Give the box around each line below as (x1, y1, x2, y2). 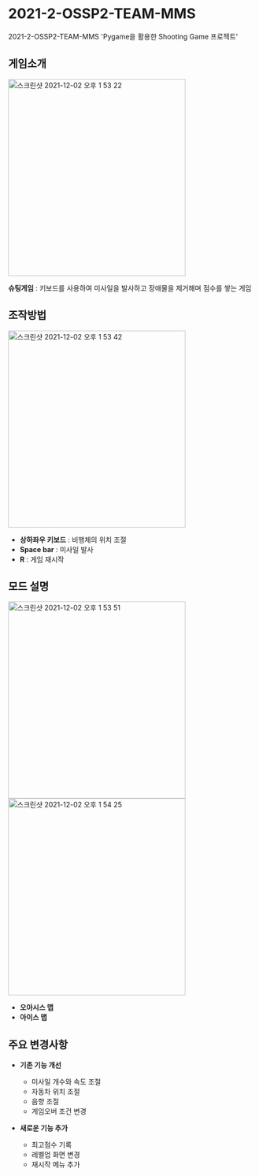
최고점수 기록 (31, 1140, 72, 1150)
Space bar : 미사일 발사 (19, 544, 94, 554)
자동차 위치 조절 (31, 1087, 80, 1096)
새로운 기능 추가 (19, 1123, 68, 1133)
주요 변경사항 (8, 1037, 68, 1052)
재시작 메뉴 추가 (31, 1159, 80, 1170)
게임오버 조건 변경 (31, 1107, 87, 1116)
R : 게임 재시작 (19, 555, 65, 564)
